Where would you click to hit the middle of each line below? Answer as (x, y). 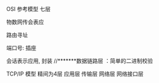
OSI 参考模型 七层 (28, 9)
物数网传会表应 (25, 22)
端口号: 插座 (21, 48)
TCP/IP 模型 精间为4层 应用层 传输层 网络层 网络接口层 (75, 74)
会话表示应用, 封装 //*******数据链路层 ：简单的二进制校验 (80, 61)
